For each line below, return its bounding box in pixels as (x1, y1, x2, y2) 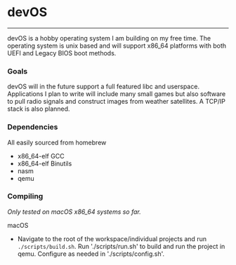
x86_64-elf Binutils (17, 159, 72, 168)
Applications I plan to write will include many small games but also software (7, 90, 226, 98)
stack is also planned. (7, 104, 70, 113)
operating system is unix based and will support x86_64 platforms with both (7, 41, 227, 50)
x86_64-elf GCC (17, 151, 65, 160)
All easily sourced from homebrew (7, 138, 107, 147)
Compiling (7, 191, 44, 201)
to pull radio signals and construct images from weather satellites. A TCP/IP (7, 97, 226, 106)
